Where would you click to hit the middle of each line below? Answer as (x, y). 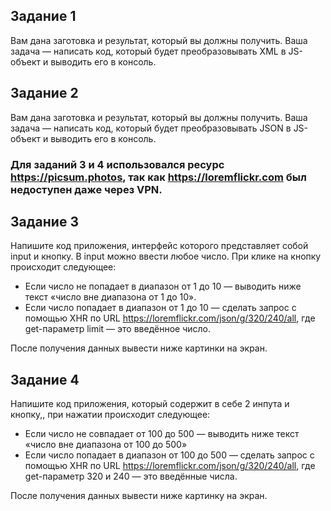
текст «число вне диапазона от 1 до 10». (110, 297)
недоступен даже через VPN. (86, 189)
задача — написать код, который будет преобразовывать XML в (148, 51)
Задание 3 (44, 221)
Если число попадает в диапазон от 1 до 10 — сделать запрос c (160, 308)
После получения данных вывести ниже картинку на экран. (139, 496)
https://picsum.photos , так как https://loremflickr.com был (158, 177)
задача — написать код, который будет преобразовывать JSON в (151, 128)
